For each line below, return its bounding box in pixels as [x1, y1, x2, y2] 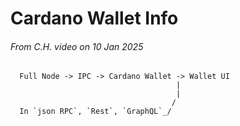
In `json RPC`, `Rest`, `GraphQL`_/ [19, 107, 172, 117]
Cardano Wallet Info [10, 7, 179, 30]
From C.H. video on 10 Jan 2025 [10, 40, 144, 52]
